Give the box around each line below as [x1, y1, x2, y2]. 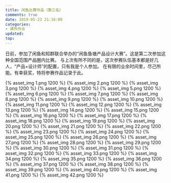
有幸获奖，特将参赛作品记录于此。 [14, 69, 86, 75]
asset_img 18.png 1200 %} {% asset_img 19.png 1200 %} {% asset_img [5, 118, 155, 124]
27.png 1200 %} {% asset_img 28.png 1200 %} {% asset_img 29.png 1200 [5, 139, 161, 145]
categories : [5, 21, 31, 27]
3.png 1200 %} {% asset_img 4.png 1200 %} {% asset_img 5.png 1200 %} [5, 85, 161, 91]
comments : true [5, 12, 38, 17]
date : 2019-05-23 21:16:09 [5, 17, 63, 22]
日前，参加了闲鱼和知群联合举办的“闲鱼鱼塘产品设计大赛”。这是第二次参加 [5, 50, 162, 57]
